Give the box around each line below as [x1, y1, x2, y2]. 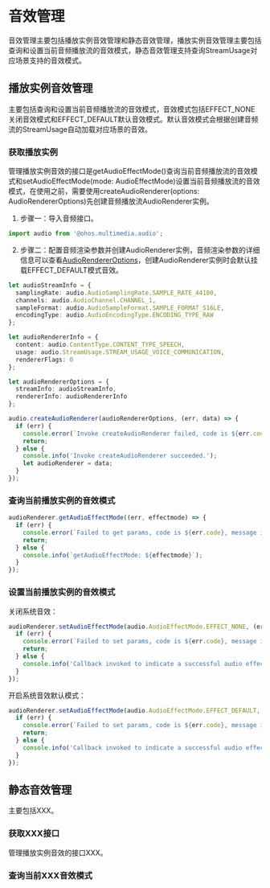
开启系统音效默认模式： [8, 690, 86, 700]
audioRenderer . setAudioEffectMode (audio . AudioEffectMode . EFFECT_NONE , [8, 623, 250, 631]
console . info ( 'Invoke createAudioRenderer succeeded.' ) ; [22, 452, 218, 460]
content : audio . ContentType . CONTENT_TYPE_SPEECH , [15, 341, 185, 349]
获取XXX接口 [8, 828, 60, 839]
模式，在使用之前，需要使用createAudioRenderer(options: [8, 187, 200, 196]
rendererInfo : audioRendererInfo [15, 393, 128, 401]
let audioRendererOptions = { [8, 377, 110, 386]
